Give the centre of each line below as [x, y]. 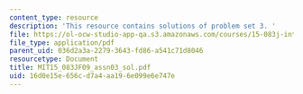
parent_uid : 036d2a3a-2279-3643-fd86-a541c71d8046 [106, 51]
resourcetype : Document [54, 59]
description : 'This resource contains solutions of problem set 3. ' [143, 26]
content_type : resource [54, 17]
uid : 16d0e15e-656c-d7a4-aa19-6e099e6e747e [92, 76]
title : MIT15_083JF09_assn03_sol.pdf [80, 68]
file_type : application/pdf [62, 43]
